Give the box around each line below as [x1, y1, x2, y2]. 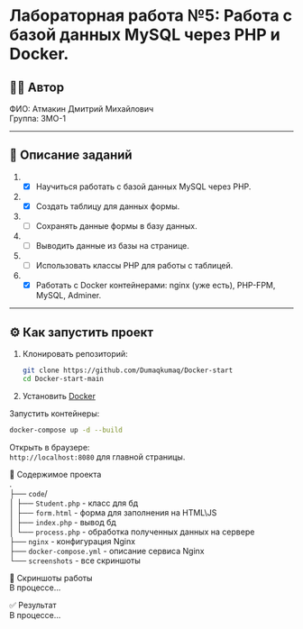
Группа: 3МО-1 [9, 114, 66, 123]
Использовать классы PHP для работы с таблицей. [35, 260, 234, 271]
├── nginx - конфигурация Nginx [9, 535, 136, 546]
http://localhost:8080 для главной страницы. [9, 451, 186, 462]
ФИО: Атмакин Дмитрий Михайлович [9, 104, 154, 114]
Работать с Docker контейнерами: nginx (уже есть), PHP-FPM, [35, 280, 276, 291]
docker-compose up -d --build [9, 425, 124, 434]
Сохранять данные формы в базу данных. [35, 220, 197, 231]
